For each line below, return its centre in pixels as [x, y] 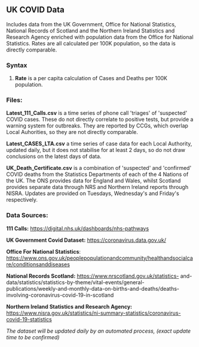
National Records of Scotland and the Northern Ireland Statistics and [91, 31]
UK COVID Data [35, 10]
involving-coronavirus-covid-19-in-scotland [60, 295]
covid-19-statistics [29, 319]
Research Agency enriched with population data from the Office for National [100, 37]
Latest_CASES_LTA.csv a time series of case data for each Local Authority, [99, 144]
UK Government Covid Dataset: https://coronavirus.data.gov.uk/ [86, 240]
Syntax [17, 65]
